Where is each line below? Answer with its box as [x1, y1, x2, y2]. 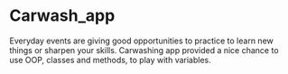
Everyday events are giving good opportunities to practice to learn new [9, 35, 274, 46]
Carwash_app [9, 5, 116, 26]
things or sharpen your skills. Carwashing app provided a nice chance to [9, 44, 279, 55]
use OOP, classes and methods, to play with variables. [9, 54, 212, 65]
